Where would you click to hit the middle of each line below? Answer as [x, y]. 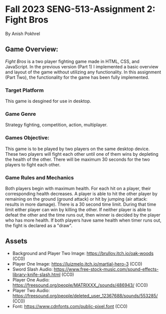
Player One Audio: [31, 280]
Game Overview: [32, 49]
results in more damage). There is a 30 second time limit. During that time [81, 204]
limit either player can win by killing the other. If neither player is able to [78, 209]
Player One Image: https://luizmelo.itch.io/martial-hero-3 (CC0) [77, 264]
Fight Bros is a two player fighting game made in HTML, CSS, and [72, 61]
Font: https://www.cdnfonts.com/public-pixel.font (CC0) [70, 306]
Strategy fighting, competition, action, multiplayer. [57, 125]
